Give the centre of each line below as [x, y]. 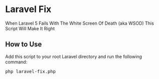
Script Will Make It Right [30, 28]
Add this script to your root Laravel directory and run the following [74, 56]
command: [16, 62]
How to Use [24, 45]
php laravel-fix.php [31, 71]
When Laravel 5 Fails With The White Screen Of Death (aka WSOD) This [80, 23]
